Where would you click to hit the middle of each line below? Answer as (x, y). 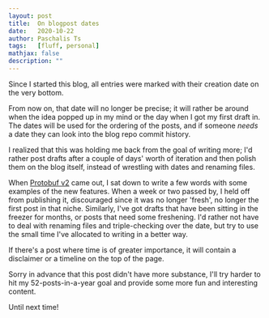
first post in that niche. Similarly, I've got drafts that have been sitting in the (134, 208)
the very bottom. (36, 92)
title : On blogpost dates (54, 23)
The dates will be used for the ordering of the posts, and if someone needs (133, 125)
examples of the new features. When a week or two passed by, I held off (129, 191)
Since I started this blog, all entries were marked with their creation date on (134, 84)
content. (22, 291)
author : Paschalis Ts (45, 38)
